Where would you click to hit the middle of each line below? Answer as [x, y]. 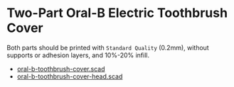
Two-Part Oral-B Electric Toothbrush [117, 13]
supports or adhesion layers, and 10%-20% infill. [78, 55]
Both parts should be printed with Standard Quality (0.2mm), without [108, 47]
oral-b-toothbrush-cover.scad [61, 69]
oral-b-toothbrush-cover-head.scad [70, 76]
